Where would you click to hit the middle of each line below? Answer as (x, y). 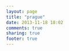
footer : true (22, 39)
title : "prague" (26, 17)
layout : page (22, 11)
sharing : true (23, 33)
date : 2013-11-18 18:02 (35, 22)
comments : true (24, 28)
